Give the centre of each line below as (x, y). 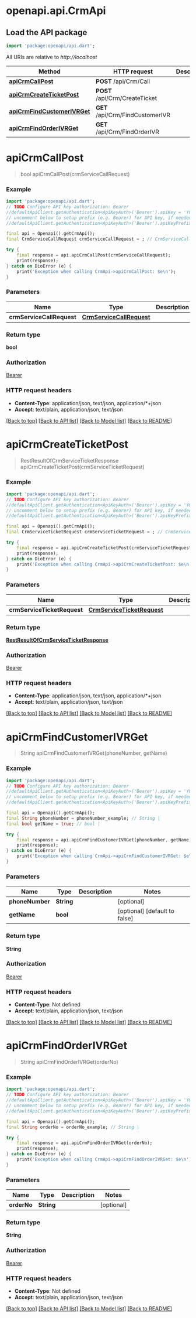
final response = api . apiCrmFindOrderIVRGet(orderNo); (85, 1143)
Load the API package (47, 32)
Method (50, 71)
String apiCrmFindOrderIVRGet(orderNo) (69, 1062)
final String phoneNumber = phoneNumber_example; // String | (83, 818)
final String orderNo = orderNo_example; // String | (73, 1127)
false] (125, 919)
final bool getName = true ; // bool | (53, 824)
